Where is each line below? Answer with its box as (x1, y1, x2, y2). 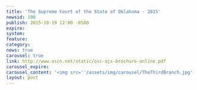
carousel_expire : (6, 63, 49, 70)
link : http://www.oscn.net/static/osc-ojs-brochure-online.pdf (6, 58, 167, 64)
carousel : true (6, 53, 44, 59)
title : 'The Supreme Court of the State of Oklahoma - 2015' (6, 8, 161, 15)
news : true (6, 47, 33, 53)
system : (6, 31, 26, 37)
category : (6, 42, 31, 48)
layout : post (6, 75, 39, 81)
